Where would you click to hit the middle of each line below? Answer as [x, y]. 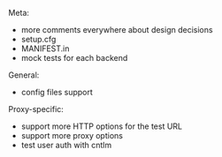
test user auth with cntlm [66, 145]
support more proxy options [72, 135]
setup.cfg [38, 39]
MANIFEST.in [45, 49]
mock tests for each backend [74, 58]
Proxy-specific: [36, 109]
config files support [57, 92]
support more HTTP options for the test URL [102, 126]
